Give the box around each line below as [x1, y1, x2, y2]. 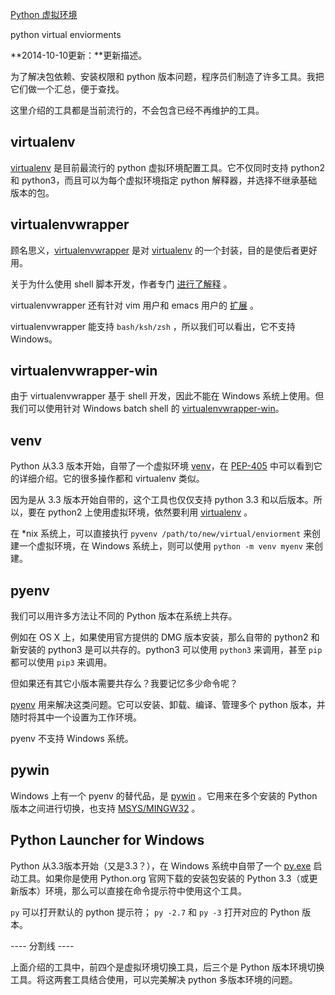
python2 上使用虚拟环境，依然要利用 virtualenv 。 [47, 506, 253, 518]
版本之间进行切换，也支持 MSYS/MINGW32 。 [10, 802, 201, 814]
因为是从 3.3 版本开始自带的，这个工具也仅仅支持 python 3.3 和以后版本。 [10, 494, 314, 506]
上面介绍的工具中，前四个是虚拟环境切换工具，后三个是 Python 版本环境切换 [10, 961, 325, 973]
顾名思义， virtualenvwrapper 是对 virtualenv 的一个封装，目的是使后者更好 [10, 244, 318, 256]
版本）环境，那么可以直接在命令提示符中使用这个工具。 [18, 884, 247, 897]
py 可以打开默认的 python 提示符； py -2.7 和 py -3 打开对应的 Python [10, 906, 300, 918]
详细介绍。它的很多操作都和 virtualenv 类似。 [18, 473, 205, 485]
